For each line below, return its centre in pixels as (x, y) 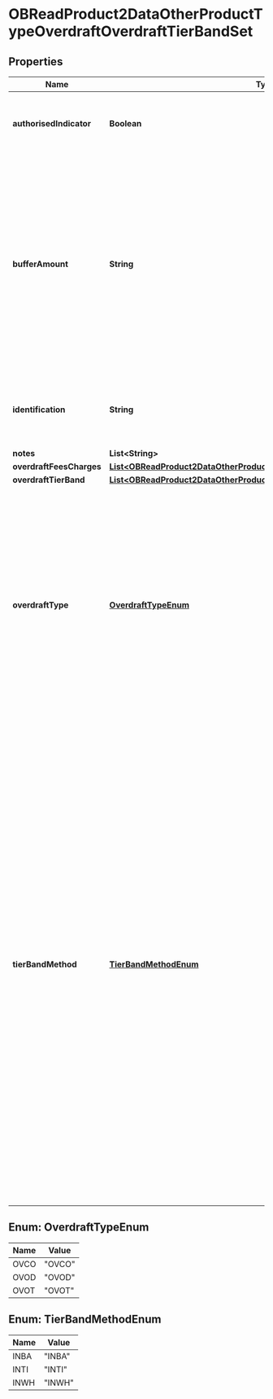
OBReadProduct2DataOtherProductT (136, 14)
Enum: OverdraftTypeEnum (79, 1228)
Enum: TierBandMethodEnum (85, 1320)
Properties (36, 61)
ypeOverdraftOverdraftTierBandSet (131, 31)
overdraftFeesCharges (57, 467)
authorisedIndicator (52, 123)
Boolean (126, 123)
